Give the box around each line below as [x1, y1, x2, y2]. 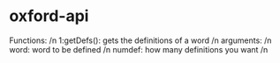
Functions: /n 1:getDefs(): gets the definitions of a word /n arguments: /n [9, 35, 272, 45]
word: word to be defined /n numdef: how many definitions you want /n [9, 44, 269, 54]
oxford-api [9, 6, 89, 26]
